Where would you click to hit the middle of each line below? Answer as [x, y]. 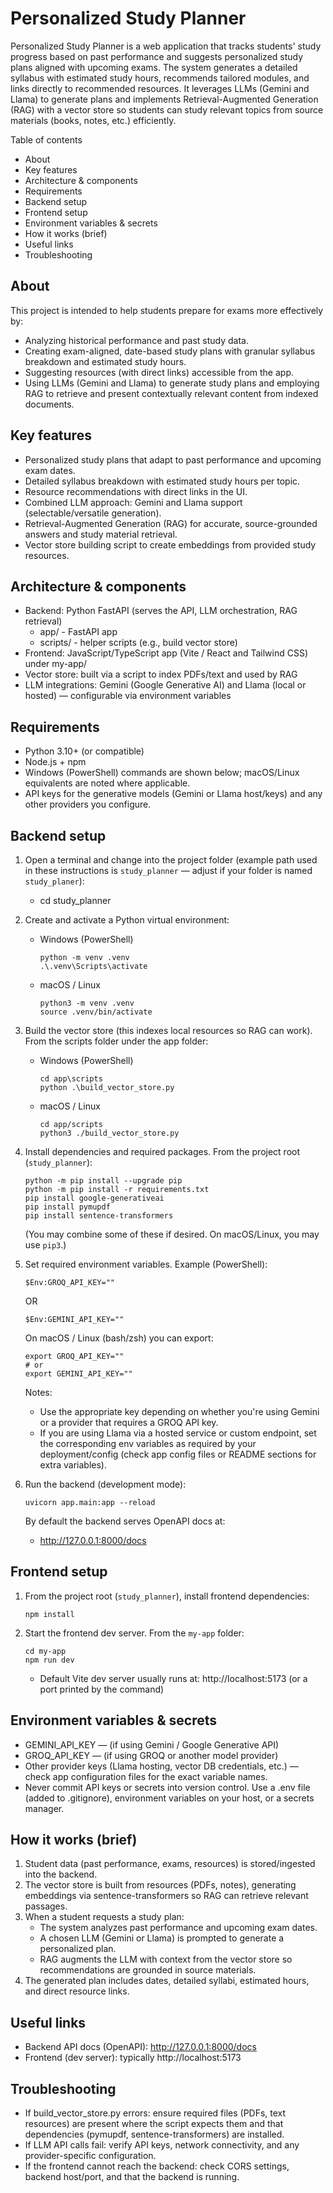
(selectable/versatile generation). [93, 513]
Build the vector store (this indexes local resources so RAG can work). [168, 1030]
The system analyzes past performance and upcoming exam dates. [178, 1928]
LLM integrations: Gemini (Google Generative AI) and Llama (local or [165, 685]
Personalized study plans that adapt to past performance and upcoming [173, 459]
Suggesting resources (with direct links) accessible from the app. [159, 372]
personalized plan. [78, 1949]
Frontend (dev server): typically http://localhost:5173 [133, 2058]
